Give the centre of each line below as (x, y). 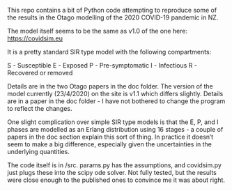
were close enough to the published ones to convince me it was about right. (116, 180)
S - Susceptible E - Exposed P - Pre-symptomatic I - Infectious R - (102, 65)
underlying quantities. (38, 152)
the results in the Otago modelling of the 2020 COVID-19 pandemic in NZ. (113, 17)
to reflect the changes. (40, 108)
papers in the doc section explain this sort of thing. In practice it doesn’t (110, 137)
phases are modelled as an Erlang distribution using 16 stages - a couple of (115, 129)
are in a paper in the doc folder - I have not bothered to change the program (116, 101)
